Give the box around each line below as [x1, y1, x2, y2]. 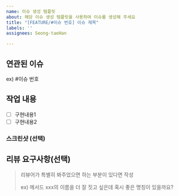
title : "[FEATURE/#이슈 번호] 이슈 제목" [6, 19, 99, 25]
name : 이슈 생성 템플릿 [6, 8, 56, 15]
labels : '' [6, 25, 33, 31]
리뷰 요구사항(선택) [6, 154, 71, 164]
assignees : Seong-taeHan [6, 31, 67, 36]
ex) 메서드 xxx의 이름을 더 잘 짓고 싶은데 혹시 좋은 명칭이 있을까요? [20, 183, 174, 191]
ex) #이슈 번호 [6, 75, 39, 82]
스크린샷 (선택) [6, 134, 46, 143]
